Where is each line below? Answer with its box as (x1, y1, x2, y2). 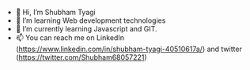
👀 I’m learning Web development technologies (15, 16, 166, 25)
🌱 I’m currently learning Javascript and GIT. (15, 24, 157, 33)
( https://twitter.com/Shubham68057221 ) (15, 53, 148, 62)
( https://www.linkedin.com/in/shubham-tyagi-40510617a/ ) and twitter (15, 44, 243, 53)
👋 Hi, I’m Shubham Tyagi (15, 8, 97, 17)
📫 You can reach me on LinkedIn (15, 33, 125, 42)
